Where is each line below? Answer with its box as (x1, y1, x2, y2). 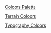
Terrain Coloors (5, 13, 36, 19)
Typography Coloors (5, 22, 46, 28)
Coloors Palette (5, 4, 36, 10)
